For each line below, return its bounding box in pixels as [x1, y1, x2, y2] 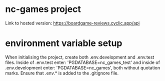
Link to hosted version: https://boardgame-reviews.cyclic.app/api [5, 20, 140, 26]
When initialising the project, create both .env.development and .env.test [5, 54, 154, 60]
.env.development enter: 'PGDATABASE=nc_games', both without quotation [5, 64, 160, 70]
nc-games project [5, 3, 81, 15]
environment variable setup [5, 37, 122, 49]
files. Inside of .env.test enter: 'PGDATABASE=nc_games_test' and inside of [5, 59, 160, 65]
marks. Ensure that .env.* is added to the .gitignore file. [5, 70, 119, 76]
